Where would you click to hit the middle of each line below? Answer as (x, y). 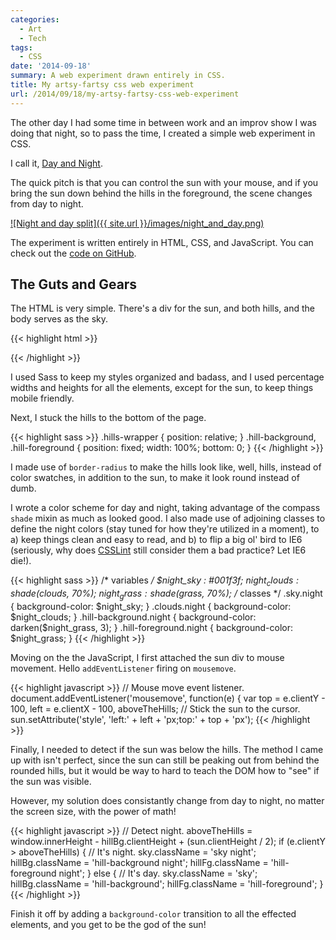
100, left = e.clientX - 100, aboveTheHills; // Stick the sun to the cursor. (155, 709)
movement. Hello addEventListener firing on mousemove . (123, 668)
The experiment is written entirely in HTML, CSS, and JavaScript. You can (162, 242)
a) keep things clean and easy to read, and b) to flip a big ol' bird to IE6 (156, 540)
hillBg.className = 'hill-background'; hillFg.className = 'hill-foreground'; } (167, 884)
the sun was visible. (51, 782)
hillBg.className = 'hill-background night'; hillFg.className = (139, 863)
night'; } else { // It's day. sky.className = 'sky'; (158, 873)
